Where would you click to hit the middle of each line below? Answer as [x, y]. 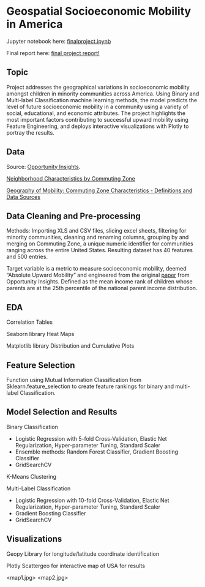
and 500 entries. [27, 257]
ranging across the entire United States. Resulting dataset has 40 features [100, 250]
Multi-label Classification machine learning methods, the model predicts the [102, 100]
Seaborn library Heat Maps [40, 334]
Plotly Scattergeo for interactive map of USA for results [76, 566]
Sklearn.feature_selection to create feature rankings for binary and [90, 386]
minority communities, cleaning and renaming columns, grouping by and [98, 237]
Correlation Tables [30, 322]
